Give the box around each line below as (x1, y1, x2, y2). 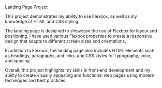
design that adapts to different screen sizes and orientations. (5, 38, 127, 44)
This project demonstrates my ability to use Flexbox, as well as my (5, 14, 137, 19)
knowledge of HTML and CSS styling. (5, 19, 80, 24)
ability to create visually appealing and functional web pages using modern (5, 73, 155, 78)
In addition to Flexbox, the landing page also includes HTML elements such (5, 48, 155, 53)
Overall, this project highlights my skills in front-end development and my (5, 67, 151, 73)
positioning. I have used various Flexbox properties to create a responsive (5, 33, 152, 39)
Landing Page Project (5, 4, 48, 10)
